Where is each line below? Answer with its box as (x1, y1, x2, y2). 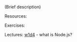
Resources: (4, 13, 27, 19)
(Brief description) (4, 4, 41, 10)
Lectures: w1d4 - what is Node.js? (4, 32, 73, 37)
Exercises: (4, 22, 25, 28)
